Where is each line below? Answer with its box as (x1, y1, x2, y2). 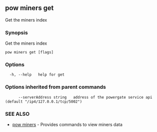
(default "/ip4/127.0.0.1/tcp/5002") (5, 99, 82, 104)
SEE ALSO (5, 110, 30, 117)
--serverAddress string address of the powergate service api (18, 95, 153, 100)
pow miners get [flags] (5, 50, 54, 55)
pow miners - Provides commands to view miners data (12, 122, 123, 127)
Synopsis (5, 29, 28, 36)
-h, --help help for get (9, 72, 65, 78)
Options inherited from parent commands (5, 83, 106, 90)
